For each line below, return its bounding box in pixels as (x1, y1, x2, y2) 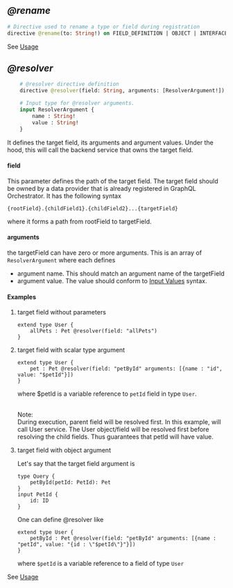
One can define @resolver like (17, 516, 104, 524)
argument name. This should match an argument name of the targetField (17, 269, 225, 278)
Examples (7, 292, 37, 301)
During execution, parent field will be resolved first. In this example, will (17, 418, 221, 426)
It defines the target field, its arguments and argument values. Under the (7, 138, 214, 146)
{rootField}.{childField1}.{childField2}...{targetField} (7, 205, 178, 212)
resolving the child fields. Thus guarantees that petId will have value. (17, 432, 214, 441)
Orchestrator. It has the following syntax (7, 192, 121, 200)
